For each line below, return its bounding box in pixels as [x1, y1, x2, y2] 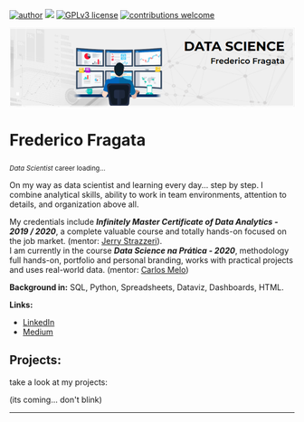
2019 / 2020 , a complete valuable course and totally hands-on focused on [9, 226, 287, 237]
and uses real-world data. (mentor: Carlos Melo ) [9, 264, 189, 275]
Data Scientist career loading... [9, 164, 106, 173]
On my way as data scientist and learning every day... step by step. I [9, 179, 264, 190]
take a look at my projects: [9, 376, 109, 388]
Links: [9, 299, 33, 310]
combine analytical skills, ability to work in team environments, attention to [9, 189, 287, 200]
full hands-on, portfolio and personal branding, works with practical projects [9, 254, 294, 266]
